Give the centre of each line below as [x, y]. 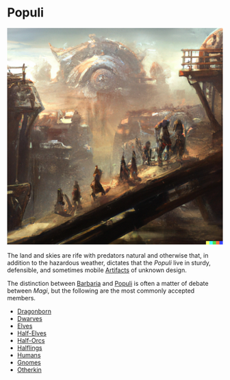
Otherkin [29, 370]
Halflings [29, 348]
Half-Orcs [31, 340]
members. [22, 298]
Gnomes [29, 362]
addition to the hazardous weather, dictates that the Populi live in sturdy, [109, 262]
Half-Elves [31, 333]
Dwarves [29, 318]
